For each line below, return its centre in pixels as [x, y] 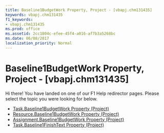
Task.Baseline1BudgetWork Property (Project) [61, 109]
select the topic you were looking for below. [52, 99]
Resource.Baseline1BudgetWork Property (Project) [66, 114]
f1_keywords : [19, 19]
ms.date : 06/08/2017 [27, 39]
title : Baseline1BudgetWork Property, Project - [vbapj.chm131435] [79, 10]
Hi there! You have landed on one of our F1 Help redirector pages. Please [82, 93]
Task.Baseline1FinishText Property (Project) [58, 125]
